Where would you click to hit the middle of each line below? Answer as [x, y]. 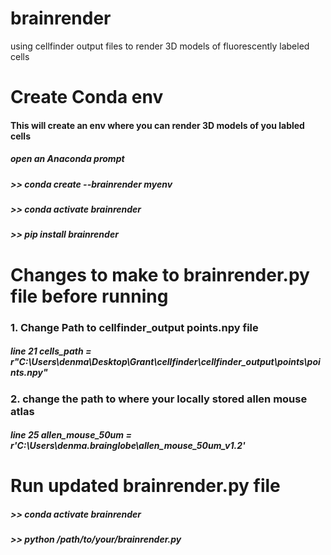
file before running [89, 296]
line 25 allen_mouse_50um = [71, 435]
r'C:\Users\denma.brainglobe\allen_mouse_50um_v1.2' [128, 446]
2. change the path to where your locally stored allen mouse [159, 399]
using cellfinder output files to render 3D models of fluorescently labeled [160, 46]
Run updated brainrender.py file [145, 486]
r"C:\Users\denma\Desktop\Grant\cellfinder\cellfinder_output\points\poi [165, 362]
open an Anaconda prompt [67, 159]
